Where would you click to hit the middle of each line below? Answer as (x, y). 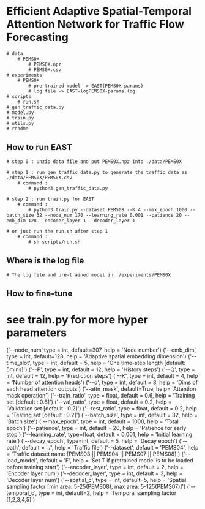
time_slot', (19, 363)
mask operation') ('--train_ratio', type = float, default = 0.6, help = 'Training (101, 395)
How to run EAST (39, 147)
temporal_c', (22, 493)
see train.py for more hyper (77, 320)
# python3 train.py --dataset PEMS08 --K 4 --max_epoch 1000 (108, 209)
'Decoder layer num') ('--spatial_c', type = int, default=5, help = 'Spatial (96, 480)
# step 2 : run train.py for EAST (50, 199)
